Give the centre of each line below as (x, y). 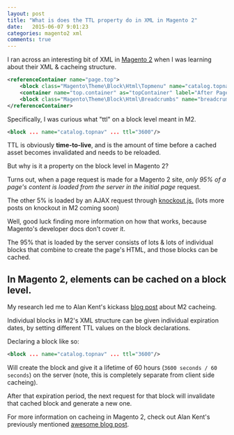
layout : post (26, 14)
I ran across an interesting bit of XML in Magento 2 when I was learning (110, 59)
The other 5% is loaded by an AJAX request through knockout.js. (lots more (116, 200)
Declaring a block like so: (43, 341)
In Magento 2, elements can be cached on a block (117, 279)
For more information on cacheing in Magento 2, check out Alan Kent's (109, 417)
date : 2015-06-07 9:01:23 (48, 27)
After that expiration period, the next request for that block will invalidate (111, 396)
